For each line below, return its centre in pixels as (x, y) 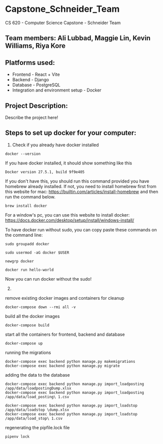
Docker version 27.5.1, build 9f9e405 (45, 172)
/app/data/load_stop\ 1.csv (34, 418)
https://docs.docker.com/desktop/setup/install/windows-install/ (70, 220)
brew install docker (26, 206)
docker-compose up (24, 343)
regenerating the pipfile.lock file (37, 427)
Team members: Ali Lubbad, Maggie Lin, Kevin (78, 38)
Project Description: (36, 106)
